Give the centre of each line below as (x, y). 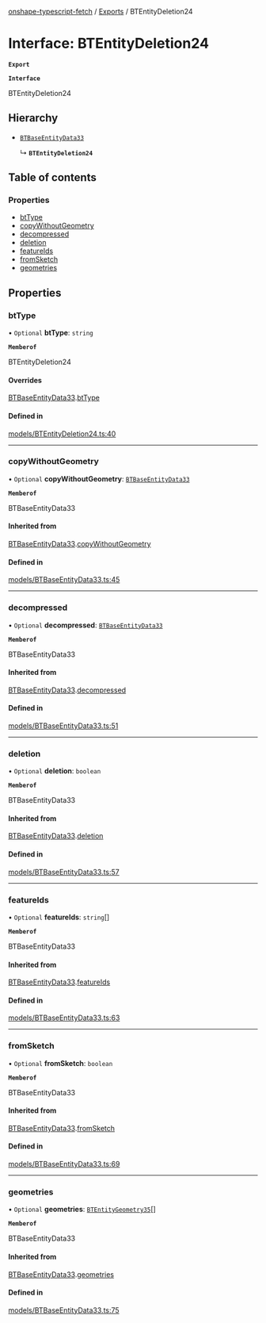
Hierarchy (33, 118)
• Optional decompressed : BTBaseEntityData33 (86, 625)
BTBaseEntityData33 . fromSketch (62, 1128)
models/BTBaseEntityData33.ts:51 (63, 726)
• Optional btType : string (51, 333)
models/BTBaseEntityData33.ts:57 (64, 872)
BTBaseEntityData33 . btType (54, 398)
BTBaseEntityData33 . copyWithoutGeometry (80, 544)
